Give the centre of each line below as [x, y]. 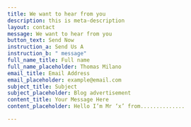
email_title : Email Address [49, 73]
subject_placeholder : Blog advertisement [69, 93]
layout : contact [31, 27]
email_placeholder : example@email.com [64, 80]
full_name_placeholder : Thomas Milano [64, 67]
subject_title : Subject [42, 87]
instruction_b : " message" [47, 54]
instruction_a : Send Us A [45, 47]
